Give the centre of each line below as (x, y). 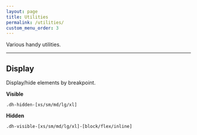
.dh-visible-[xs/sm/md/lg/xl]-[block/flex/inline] (69, 127)
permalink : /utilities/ (35, 22)
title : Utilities (27, 17)
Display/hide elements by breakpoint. (51, 83)
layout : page (22, 11)
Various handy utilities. (34, 45)
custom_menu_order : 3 (33, 28)
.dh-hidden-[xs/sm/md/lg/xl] (42, 105)
